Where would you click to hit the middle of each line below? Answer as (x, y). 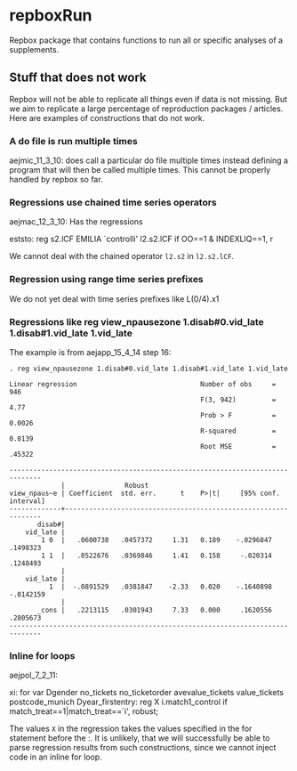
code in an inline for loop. (56, 757)
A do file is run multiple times (73, 141)
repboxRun (51, 16)
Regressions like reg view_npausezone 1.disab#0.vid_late (136, 321)
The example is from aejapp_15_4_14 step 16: (90, 352)
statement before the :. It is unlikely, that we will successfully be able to (140, 738)
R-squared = (238, 431)
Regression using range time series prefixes (107, 280)
